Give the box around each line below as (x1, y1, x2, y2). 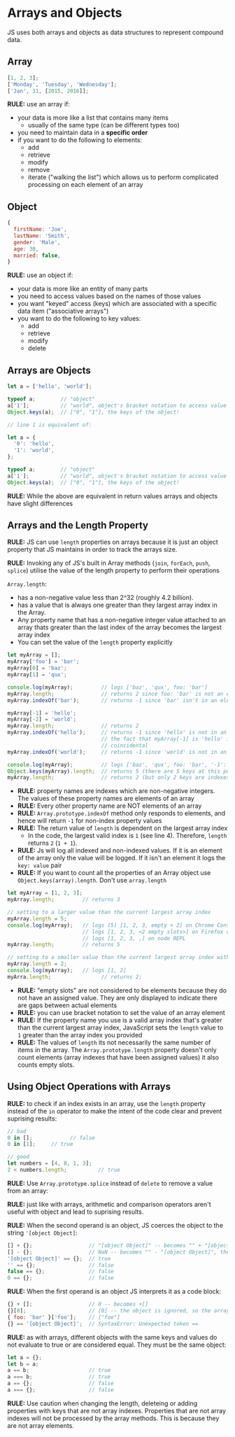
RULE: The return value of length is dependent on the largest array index (17, 824, 228, 832)
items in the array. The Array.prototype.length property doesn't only (17, 1045, 217, 1054)
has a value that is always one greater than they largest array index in (17, 601, 218, 610)
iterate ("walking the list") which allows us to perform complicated (27, 173, 219, 181)
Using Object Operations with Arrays (7, 1081, 171, 1093)
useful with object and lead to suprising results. (7, 1207, 144, 1216)
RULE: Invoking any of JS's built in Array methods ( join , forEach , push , (7, 559, 211, 568)
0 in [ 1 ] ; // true (7, 1141, 73, 1148)
